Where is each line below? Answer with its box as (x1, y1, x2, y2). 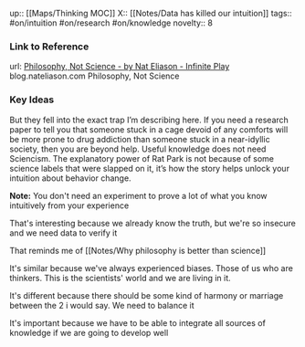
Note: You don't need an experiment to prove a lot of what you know (9, 190, 268, 201)
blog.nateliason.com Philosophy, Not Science (9, 70, 180, 81)
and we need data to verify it (9, 227, 118, 238)
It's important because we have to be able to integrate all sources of (9, 317, 267, 328)
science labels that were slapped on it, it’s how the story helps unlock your (9, 163, 290, 173)
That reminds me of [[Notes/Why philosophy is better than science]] (9, 245, 267, 256)
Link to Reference (9, 40, 89, 53)
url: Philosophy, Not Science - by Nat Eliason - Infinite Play (9, 61, 230, 72)
